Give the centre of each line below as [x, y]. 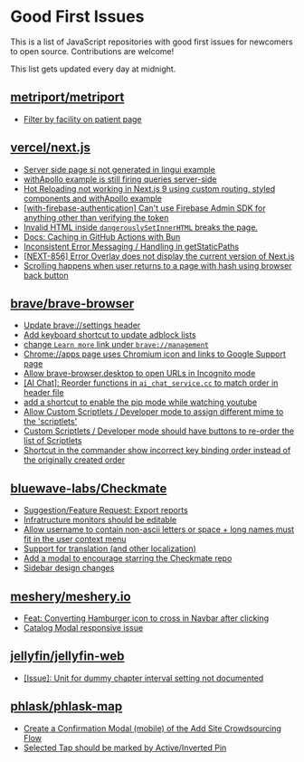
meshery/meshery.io [71, 596]
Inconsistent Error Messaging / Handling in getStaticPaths [131, 246]
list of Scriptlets [52, 441]
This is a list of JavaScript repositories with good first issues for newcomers [152, 42]
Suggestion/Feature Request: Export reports [105, 510]
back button [46, 275]
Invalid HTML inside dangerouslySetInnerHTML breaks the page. [141, 227]
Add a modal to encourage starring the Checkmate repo [128, 558]
